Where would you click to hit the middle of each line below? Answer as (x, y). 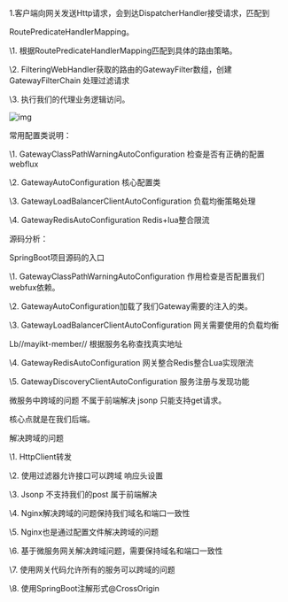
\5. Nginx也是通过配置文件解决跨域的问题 (84, 532)
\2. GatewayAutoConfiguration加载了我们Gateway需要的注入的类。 (131, 306)
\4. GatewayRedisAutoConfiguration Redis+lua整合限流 (109, 220)
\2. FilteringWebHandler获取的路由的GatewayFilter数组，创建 (121, 69)
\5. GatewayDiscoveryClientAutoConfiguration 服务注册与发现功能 (129, 382)
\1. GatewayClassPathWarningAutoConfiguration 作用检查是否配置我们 (137, 276)
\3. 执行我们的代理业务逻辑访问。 (70, 99)
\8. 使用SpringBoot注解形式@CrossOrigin (84, 588)
